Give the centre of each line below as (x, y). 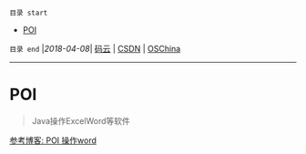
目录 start (29, 13)
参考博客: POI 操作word (53, 140)
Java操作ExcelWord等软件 (81, 120)
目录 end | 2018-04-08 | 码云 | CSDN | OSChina (95, 49)
